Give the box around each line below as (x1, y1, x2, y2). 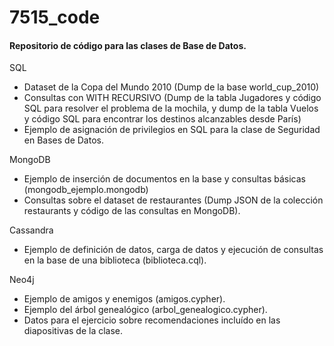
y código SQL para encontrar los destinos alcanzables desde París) (23, 113, 302, 125)
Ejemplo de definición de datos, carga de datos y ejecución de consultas (23, 244, 324, 256)
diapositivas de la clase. (23, 325, 124, 337)
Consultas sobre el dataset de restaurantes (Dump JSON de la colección (23, 194, 324, 206)
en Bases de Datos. (23, 134, 104, 146)
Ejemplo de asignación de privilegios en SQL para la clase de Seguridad (23, 124, 321, 136)
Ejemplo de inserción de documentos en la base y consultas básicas (23, 173, 306, 185)
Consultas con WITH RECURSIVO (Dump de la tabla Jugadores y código (23, 92, 322, 104)
